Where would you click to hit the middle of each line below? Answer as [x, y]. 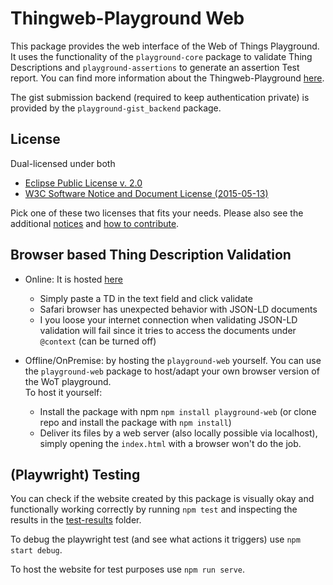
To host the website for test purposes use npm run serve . [128, 569]
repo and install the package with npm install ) [135, 422]
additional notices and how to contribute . [95, 223]
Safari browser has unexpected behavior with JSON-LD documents [178, 309]
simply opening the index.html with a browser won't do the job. [170, 443]
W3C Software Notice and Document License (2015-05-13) [146, 193]
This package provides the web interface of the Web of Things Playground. [165, 46]
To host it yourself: [63, 392]
